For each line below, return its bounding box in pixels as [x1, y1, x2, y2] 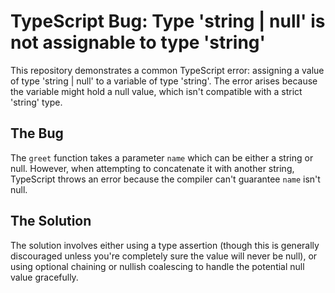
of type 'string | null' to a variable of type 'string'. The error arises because [10, 75, 318, 87]
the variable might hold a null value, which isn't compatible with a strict [10, 85, 303, 97]
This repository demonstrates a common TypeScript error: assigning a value [10, 64, 325, 76]
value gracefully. [10, 271, 79, 283]
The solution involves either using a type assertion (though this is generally [10, 239, 320, 251]
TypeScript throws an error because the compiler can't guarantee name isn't [10, 173, 321, 185]
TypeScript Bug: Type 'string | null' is [10, 10, 326, 33]
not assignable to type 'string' [10, 31, 267, 54]
